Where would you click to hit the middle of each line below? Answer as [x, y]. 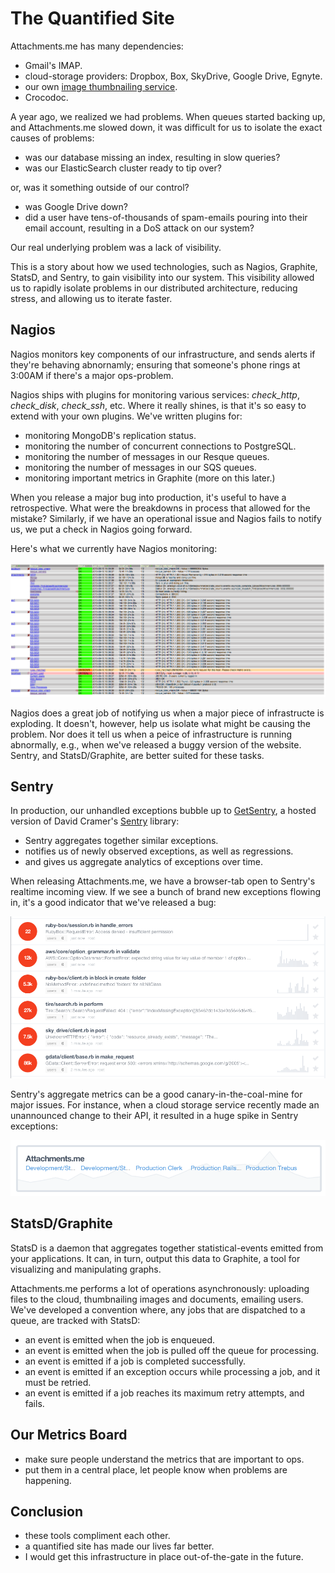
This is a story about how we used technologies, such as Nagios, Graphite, [164, 266]
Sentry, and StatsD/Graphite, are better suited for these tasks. [137, 755]
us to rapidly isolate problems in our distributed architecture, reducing [154, 288]
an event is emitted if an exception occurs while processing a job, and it [172, 1371]
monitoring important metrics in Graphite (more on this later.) [150, 478]
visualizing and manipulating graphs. [86, 1269]
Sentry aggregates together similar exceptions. [121, 841]
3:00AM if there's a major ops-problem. [92, 375]
